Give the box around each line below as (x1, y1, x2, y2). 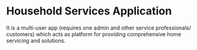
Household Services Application (6, 4, 172, 18)
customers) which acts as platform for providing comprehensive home (6, 30, 181, 37)
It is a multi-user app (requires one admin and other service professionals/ (6, 24, 192, 31)
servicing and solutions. (6, 37, 66, 44)
